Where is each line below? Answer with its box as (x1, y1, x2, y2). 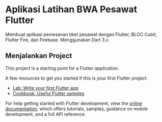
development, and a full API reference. (5, 111, 86, 117)
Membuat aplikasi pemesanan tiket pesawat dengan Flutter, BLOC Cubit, (5, 31, 157, 37)
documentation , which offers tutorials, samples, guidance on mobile (5, 106, 148, 112)
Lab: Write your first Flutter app (12, 85, 79, 91)
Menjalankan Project (5, 52, 72, 60)
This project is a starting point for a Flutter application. (5, 65, 119, 71)
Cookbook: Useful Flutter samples (12, 90, 85, 96)
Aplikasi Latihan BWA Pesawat (5, 4, 138, 15)
